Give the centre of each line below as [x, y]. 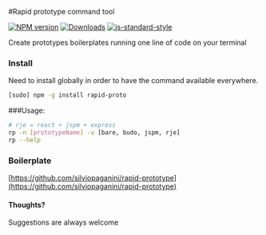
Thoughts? [27, 205]
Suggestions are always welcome [64, 222]
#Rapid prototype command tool [62, 12]
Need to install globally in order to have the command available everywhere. [133, 81]
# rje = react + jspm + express [62, 125]
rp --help [25, 140]
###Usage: [27, 110]
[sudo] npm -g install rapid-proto [67, 95]
